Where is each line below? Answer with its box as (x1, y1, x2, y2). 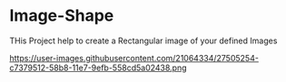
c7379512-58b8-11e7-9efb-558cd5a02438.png (9, 62, 188, 73)
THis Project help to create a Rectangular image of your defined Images (9, 35, 278, 46)
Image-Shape (9, 5, 114, 26)
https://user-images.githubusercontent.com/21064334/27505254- (9, 52, 259, 63)
